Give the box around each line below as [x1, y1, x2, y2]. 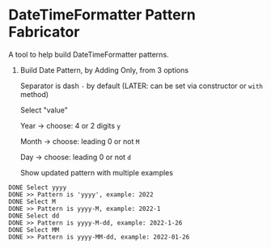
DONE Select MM [8, 226, 60, 234]
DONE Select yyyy [8, 184, 67, 192]
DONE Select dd [8, 212, 60, 220]
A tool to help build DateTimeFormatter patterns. [8, 49, 169, 59]
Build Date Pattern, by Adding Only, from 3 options [19, 65, 188, 74]
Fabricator [8, 23, 80, 41]
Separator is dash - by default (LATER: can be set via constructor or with [19, 81, 264, 91]
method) [19, 89, 49, 99]
